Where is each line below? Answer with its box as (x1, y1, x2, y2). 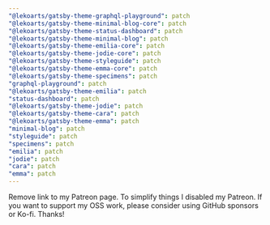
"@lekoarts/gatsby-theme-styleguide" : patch (8, 57, 161, 66)
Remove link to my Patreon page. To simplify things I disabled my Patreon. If (8, 192, 263, 202)
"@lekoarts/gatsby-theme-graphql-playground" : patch (8, 11, 191, 20)
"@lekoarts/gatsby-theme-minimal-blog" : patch (8, 34, 169, 43)
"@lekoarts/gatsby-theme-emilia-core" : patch (8, 42, 165, 50)
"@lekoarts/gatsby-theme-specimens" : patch (8, 72, 158, 80)
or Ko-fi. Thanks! (8, 210, 65, 219)
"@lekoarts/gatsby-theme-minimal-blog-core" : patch (8, 19, 186, 28)
